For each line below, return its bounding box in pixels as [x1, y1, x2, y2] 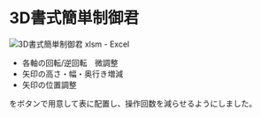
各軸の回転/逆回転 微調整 [21, 57, 119, 68]
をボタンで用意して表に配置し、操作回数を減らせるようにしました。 [9, 98, 257, 108]
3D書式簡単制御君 [9, 8, 140, 28]
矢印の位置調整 [21, 79, 77, 90]
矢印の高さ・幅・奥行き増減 [21, 68, 124, 79]
